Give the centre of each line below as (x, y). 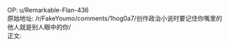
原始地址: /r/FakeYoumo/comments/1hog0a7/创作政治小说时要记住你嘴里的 (115, 18)
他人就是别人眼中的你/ (39, 27)
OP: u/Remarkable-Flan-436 (48, 10)
